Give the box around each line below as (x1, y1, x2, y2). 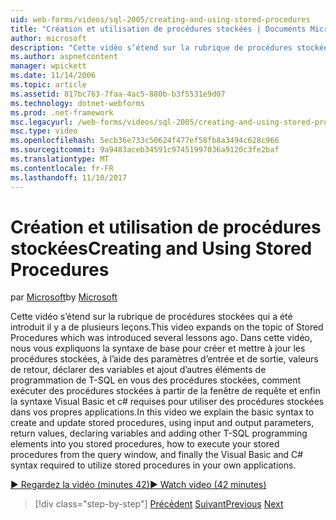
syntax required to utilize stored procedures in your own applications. (10, 459, 297, 471)
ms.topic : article (10, 80, 87, 90)
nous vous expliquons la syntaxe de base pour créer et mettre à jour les (10, 342, 306, 355)
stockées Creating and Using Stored (10, 237, 313, 260)
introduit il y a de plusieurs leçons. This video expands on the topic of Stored (10, 321, 324, 333)
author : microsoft (10, 33, 87, 43)
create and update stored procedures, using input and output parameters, (10, 417, 315, 429)
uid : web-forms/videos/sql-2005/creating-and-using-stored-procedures (10, 14, 311, 25)
